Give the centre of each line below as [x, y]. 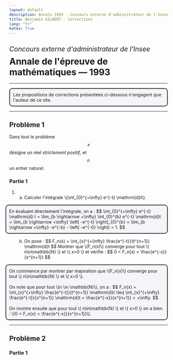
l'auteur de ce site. [32, 100]
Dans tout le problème [32, 137]
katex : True [22, 29]
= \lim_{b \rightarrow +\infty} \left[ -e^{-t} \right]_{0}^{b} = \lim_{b [77, 222]
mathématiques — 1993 [60, 72]
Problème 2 [27, 338]
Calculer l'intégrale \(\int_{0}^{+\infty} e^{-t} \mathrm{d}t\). [85, 198]
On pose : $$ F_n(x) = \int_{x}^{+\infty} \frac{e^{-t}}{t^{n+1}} [87, 241]
